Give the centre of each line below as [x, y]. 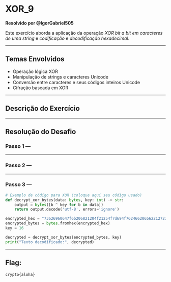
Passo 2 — [19, 165]
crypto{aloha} [20, 274]
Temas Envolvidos [35, 59]
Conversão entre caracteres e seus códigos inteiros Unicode [76, 82]
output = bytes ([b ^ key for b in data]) [59, 204]
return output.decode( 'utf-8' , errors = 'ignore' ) [67, 210]
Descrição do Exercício [42, 108]
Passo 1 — [18, 146]
